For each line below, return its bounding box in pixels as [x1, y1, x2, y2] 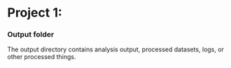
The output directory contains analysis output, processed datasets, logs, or [7, 45, 224, 53]
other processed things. [7, 53, 76, 61]
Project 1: [7, 5, 63, 21]
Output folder [7, 30, 55, 40]
